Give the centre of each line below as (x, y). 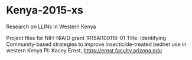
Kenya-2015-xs (45, 10)
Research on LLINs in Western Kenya (51, 26)
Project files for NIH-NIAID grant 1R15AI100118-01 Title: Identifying (86, 38)
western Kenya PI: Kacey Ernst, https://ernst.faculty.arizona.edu (84, 50)
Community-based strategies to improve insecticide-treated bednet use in (96, 44)
